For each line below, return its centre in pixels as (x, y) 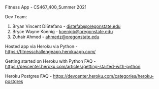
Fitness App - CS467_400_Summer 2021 (46, 7)
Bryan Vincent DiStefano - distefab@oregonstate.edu (66, 26)
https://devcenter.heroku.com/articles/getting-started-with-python (73, 67)
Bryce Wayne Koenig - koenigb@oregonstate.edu (63, 31)
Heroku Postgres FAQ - (29, 76)
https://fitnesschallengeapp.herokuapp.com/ (50, 52)
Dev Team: (16, 17)
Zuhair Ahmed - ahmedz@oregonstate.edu (56, 37)
